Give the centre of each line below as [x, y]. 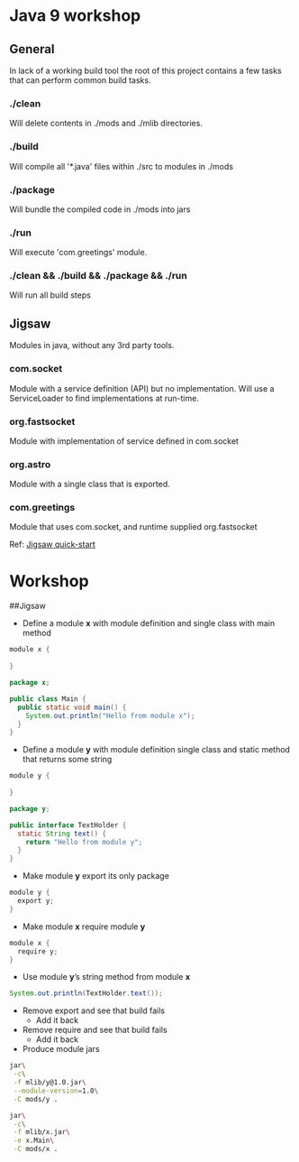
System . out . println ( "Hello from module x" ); [110, 715]
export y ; [36, 901]
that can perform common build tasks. [80, 80]
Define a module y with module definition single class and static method [156, 750]
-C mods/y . [36, 1099]
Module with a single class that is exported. [90, 484]
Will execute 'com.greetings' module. [78, 253]
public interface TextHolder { [68, 825]
